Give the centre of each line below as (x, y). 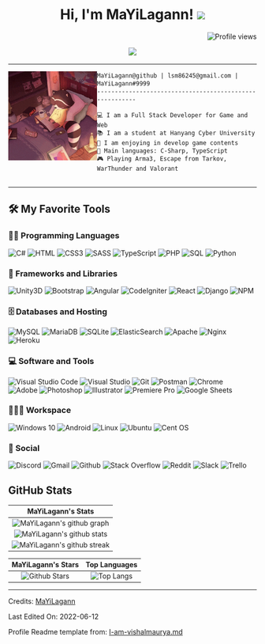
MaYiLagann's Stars (45, 565)
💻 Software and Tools (51, 362)
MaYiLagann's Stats (61, 511)
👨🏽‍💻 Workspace (40, 411)
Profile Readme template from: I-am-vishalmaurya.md (95, 631)
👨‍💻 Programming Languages (64, 236)
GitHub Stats (40, 490)
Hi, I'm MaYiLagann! (127, 15)
